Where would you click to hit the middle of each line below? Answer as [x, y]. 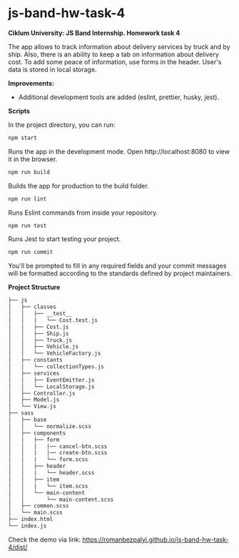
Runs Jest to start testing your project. [65, 239]
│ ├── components [37, 433]
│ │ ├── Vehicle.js [44, 347]
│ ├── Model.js [34, 400]
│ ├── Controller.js [42, 393]
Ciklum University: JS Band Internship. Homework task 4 [94, 33]
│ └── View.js [32, 407]
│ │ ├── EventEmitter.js [51, 380]
